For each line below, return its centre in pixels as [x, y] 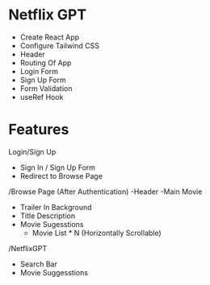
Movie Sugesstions [52, 224]
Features [39, 130]
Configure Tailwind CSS [59, 45]
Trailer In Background [56, 207]
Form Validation [46, 88]
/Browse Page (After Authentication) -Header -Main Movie [105, 192]
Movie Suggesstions [54, 272]
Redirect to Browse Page [61, 176]
